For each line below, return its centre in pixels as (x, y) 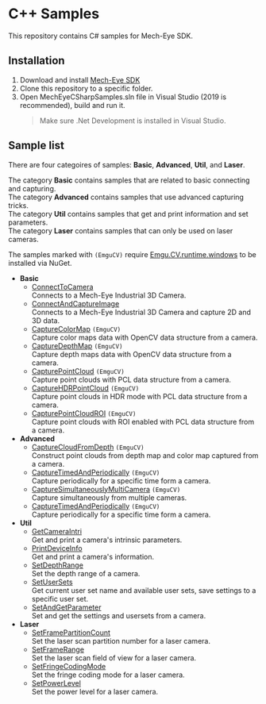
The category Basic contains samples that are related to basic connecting (129, 180)
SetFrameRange (58, 649)
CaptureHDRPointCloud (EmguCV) (85, 388)
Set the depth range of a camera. (86, 573)
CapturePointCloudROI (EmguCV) (84, 413)
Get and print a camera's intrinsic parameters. (107, 540)
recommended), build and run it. (72, 105)
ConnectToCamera (62, 287)
